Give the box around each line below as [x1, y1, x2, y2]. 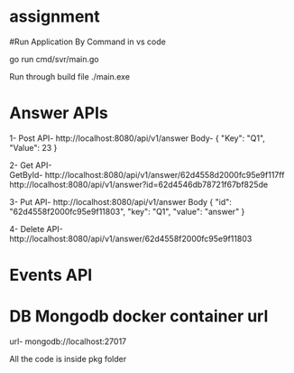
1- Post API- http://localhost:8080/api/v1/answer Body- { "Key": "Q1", [9, 133, 266, 144]
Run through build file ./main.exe [9, 70, 131, 82]
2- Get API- [9, 160, 52, 171]
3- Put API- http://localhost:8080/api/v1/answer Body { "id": [9, 196, 233, 207]
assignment [9, 6, 101, 27]
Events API [9, 265, 93, 285]
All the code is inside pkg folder [9, 354, 127, 364]
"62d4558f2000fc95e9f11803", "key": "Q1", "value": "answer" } [9, 206, 245, 217]
